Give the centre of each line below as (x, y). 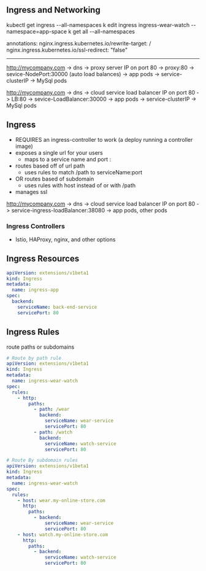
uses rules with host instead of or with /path (80, 185)
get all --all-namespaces (104, 31)
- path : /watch (53, 432)
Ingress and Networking (53, 10)
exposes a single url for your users (59, 152)
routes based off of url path (50, 166)
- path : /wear (51, 410)
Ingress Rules (33, 332)
